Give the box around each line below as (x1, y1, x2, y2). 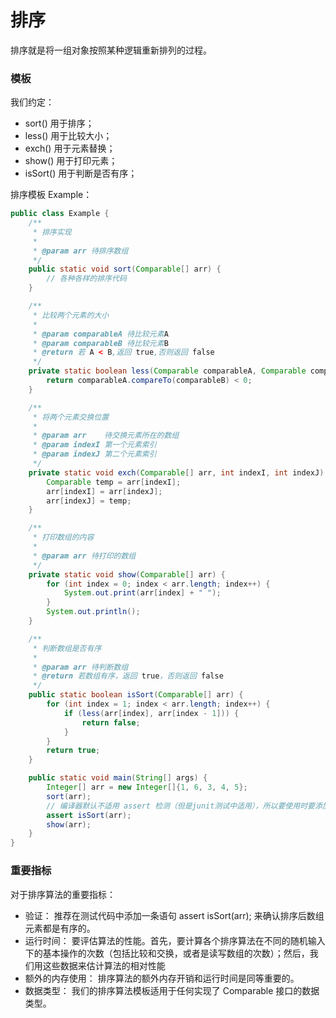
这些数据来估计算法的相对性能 (42, 959, 166, 971)
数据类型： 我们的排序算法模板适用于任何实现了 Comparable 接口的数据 (24, 984, 320, 996)
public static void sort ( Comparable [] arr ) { (28, 264, 222, 275)
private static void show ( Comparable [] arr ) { (28, 569, 226, 580)
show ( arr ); (46, 819, 92, 830)
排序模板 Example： (10, 189, 93, 201)
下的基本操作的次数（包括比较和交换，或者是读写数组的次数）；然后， (24, 947, 310, 959)
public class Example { (10, 209, 110, 219)
